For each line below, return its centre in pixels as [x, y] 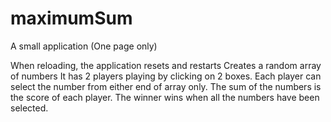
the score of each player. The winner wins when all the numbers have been [165, 97]
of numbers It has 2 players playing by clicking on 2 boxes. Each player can [166, 76]
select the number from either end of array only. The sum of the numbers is [166, 86]
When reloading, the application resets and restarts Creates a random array [166, 65]
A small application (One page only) [84, 46]
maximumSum [71, 18]
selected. [29, 108]
